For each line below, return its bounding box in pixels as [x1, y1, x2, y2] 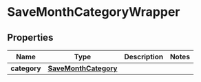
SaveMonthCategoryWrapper [7, 4, 180, 20]
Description [123, 52, 164, 61]
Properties [7, 32, 54, 43]
